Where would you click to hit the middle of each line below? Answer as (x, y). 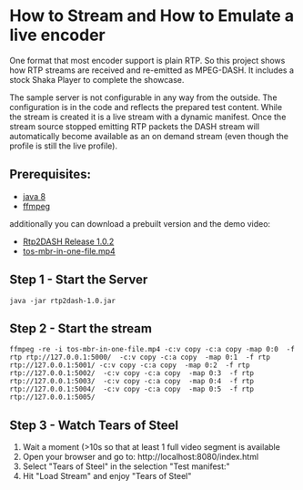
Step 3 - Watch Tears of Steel (94, 425)
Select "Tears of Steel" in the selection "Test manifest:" (126, 466)
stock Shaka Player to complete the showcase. (97, 79)
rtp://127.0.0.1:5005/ (52, 397)
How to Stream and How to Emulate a (151, 16)
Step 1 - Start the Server (79, 280)
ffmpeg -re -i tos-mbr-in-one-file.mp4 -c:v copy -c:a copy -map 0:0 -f (152, 350)
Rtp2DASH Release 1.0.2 (68, 241)
